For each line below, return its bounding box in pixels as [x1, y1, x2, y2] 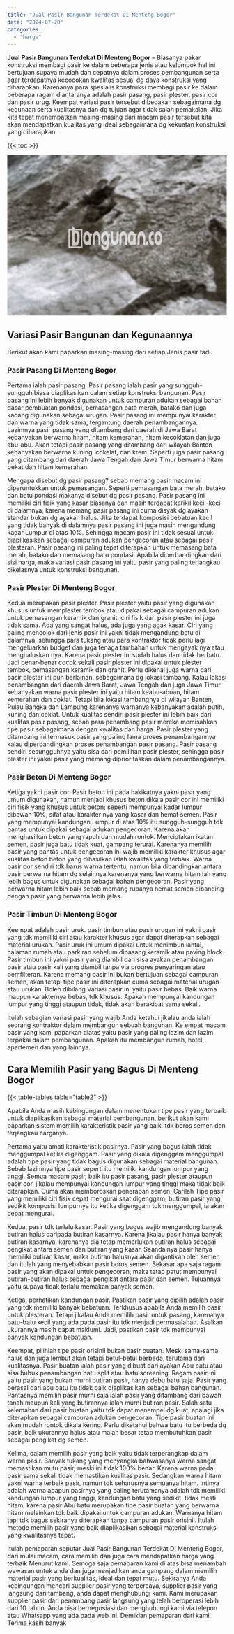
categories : [7, 26, 42, 33]
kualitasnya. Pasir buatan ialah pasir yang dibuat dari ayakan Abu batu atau [7, 1361, 223, 1370]
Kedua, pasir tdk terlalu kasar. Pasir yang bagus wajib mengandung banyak [7, 1222, 223, 1231]
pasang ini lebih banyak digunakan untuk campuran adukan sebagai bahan [7, 396, 222, 404]
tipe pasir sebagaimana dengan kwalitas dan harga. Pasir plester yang [7, 725, 209, 733]
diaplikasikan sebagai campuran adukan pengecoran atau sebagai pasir [7, 536, 214, 544]
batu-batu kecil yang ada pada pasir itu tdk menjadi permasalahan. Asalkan [7, 1318, 224, 1326]
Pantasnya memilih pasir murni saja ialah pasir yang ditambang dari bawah [7, 1391, 221, 1399]
